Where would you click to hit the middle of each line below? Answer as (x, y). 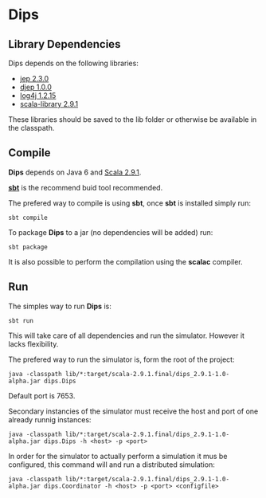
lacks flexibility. (33, 343)
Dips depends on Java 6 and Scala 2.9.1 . (75, 172)
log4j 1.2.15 (38, 96)
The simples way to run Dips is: (60, 306)
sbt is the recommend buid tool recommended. (86, 187)
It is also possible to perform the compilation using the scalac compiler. (125, 261)
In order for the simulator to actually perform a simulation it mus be (118, 456)
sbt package (28, 247)
